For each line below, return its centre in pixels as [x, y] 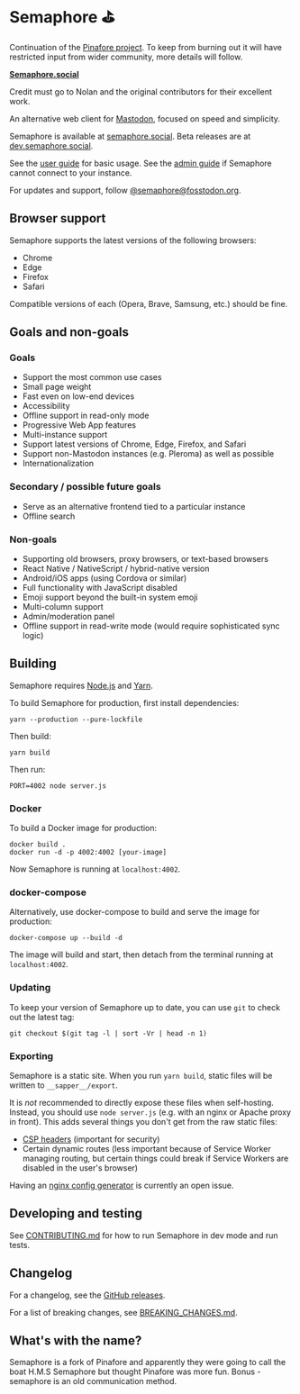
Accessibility [46, 406]
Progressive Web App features [79, 425]
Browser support [58, 218]
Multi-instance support [65, 435]
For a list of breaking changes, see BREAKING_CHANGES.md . [123, 1312]
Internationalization [58, 464]
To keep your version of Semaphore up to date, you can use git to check [145, 1007]
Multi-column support [63, 607]
